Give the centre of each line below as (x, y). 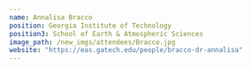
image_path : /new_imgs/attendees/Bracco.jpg (92, 42)
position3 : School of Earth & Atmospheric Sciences (106, 34)
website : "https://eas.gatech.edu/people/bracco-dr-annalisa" (126, 50)
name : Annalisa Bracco (51, 17)
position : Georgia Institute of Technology (91, 26)
